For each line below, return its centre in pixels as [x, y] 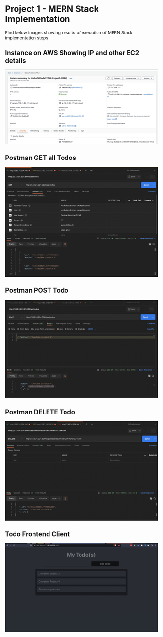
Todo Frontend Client [38, 534]
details [16, 61]
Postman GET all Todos [41, 158]
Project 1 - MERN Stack [52, 9]
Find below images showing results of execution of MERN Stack [69, 32]
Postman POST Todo [37, 291]
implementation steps [27, 38]
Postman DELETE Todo [40, 412]
